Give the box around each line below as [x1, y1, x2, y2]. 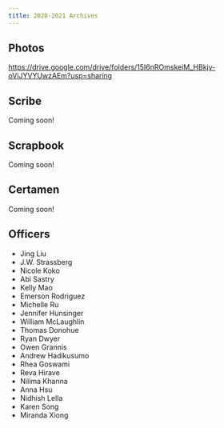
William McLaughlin [19, 317, 85, 326]
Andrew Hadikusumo [19, 350, 90, 360]
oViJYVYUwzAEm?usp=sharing [8, 71, 113, 81]
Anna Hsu [19, 385, 53, 394]
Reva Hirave [19, 367, 60, 377]
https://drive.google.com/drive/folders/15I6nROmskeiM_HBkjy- [8, 62, 216, 72]
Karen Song [19, 402, 59, 411]
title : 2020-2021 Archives [8, 11, 98, 20]
